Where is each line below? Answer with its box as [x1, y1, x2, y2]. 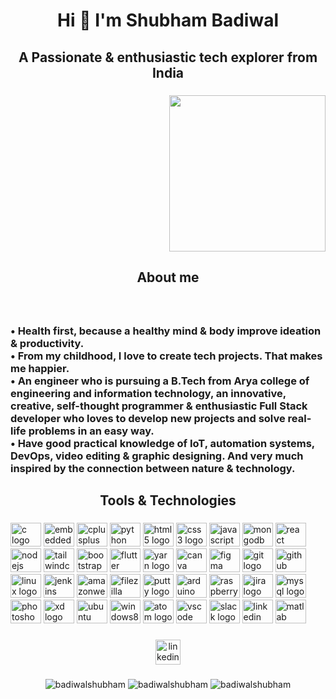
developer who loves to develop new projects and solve [10, 411, 286, 425]
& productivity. [10, 336, 85, 350]
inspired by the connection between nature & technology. [10, 461, 296, 475]
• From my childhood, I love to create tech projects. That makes [10, 349, 323, 363]
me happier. [10, 361, 70, 375]
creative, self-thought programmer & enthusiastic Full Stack [10, 399, 308, 413]
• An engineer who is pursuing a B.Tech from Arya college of [10, 374, 310, 388]
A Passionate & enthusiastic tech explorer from [18, 49, 318, 66]
